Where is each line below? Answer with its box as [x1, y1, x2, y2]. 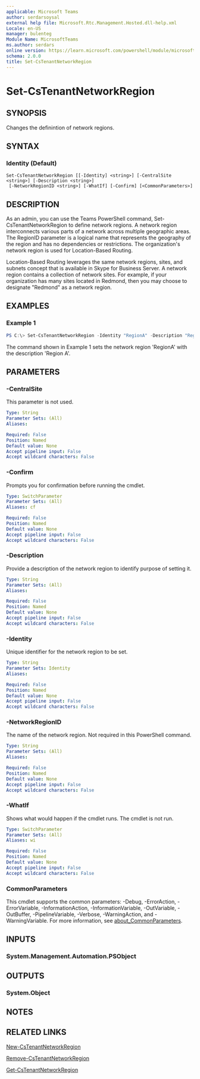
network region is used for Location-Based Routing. [6, 247, 133, 254]
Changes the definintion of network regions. [6, 124, 115, 131]
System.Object [6, 988, 51, 997]
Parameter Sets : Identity [6, 665, 70, 671]
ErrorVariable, [6, 905, 40, 912]
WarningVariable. [6, 917, 49, 924]
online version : [6, 48, 46, 54]
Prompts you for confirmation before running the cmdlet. [6, 482, 145, 489]
